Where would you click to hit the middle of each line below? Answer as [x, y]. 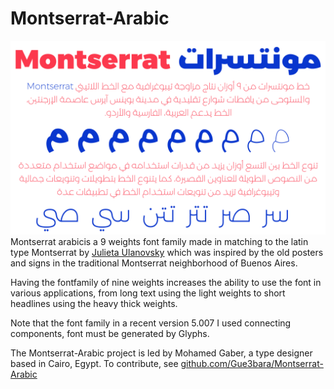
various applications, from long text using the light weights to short [148, 293]
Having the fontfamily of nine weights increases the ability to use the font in [166, 283]
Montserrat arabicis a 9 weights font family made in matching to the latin [159, 242]
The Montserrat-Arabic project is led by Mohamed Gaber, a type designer [161, 353]
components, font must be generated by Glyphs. [110, 334]
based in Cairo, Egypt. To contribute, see [94, 364]
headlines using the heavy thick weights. [94, 304]
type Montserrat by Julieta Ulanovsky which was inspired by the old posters [167, 253]
